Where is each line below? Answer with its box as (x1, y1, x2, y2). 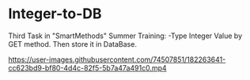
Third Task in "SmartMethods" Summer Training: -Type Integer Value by (8, 31, 243, 40)
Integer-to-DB (8, 5, 102, 23)
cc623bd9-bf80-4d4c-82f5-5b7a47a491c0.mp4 (8, 63, 168, 72)
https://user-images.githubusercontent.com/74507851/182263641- (8, 55, 226, 64)
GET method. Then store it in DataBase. (8, 39, 137, 48)
